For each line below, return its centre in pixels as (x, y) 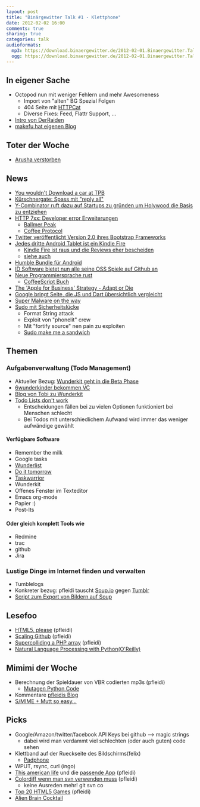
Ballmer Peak (40, 225)
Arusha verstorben (38, 159)
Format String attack (49, 314)
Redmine (26, 537)
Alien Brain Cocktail (39, 797)
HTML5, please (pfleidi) (44, 630)
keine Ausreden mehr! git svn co (63, 785)
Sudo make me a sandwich (57, 333)
